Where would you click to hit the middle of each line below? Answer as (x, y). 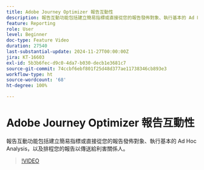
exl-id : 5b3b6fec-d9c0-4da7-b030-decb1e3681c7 (66, 63)
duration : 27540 (27, 46)
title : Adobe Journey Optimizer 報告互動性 (60, 12)
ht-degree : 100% (27, 86)
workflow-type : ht (29, 74)
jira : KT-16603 (25, 57)
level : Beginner (27, 35)
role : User (20, 29)
